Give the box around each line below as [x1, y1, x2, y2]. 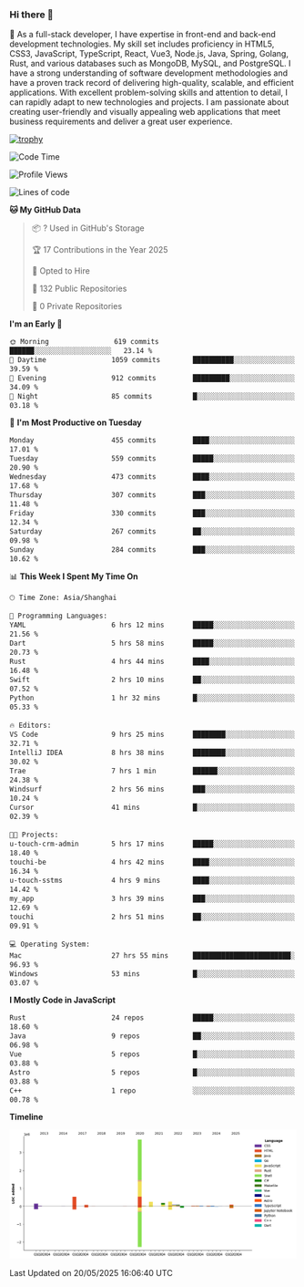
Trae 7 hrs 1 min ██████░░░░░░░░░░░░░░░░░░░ [9, 766, 296, 776]
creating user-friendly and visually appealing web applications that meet [9, 107, 281, 118]
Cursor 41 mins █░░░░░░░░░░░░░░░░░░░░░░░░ [9, 803, 296, 813]
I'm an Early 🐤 [9, 318, 63, 329]
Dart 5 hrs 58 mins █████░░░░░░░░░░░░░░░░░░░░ [9, 638, 296, 649]
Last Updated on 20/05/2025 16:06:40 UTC [9, 1268, 173, 1279]
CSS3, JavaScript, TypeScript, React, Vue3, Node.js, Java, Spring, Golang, [9, 48, 289, 59]
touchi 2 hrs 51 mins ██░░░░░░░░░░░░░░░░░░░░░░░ [9, 912, 296, 922]
